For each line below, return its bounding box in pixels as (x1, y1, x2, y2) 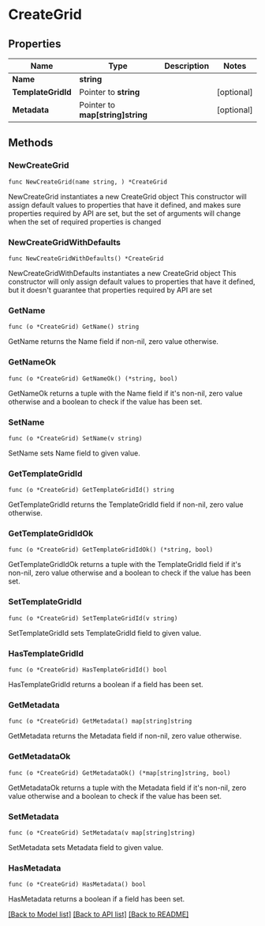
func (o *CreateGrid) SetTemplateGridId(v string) (8, 614, 178, 622)
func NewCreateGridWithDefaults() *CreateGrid (8, 255, 164, 263)
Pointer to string (79, 87, 140, 97)
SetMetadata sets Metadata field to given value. (8, 842, 164, 852)
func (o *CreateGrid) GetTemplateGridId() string (8, 486, 175, 494)
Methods (8, 136, 54, 149)
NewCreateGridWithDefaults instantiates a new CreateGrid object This (8, 268, 237, 278)
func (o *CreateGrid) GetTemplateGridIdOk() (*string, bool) (8, 546, 214, 554)
